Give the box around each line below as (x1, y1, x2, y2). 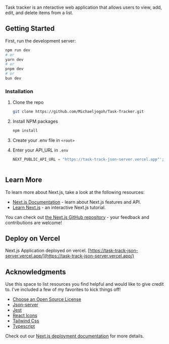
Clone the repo (12, 99, 44, 105)
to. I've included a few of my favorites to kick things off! (5, 286, 121, 293)
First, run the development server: (5, 37, 76, 44)
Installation (5, 88, 34, 95)
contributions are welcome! (5, 219, 62, 225)
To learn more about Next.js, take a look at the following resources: (5, 189, 145, 195)
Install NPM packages (12, 119, 58, 125)
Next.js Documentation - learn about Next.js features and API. (12, 199, 141, 205)
